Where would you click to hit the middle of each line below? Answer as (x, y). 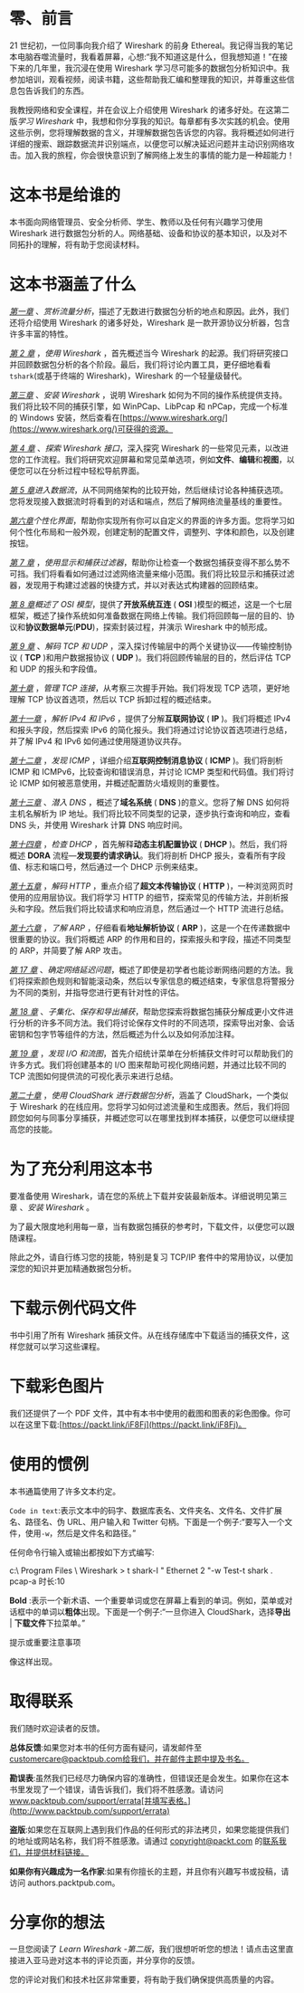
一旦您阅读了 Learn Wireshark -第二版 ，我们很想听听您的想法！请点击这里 (148, 1949)
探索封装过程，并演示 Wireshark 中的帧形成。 (188, 626)
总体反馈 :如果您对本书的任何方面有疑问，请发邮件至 (106, 1747)
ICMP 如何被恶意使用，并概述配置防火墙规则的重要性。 (122, 783)
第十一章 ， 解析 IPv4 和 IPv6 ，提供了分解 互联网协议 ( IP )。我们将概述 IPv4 (150, 718)
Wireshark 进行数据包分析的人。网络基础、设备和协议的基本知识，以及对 (145, 233)
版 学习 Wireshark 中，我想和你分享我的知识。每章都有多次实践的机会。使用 (150, 121)
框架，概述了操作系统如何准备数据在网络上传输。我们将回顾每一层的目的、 (148, 615)
